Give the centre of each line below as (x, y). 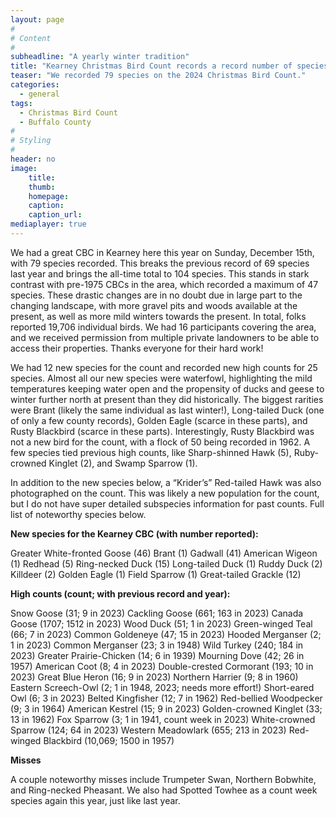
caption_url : (55, 215)
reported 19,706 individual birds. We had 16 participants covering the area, (163, 327)
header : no (33, 159)
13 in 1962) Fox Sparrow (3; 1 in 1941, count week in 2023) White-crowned (163, 719)
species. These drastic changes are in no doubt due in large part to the (156, 295)
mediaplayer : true (48, 224)
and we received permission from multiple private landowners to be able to (165, 337)
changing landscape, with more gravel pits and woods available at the (154, 305)
